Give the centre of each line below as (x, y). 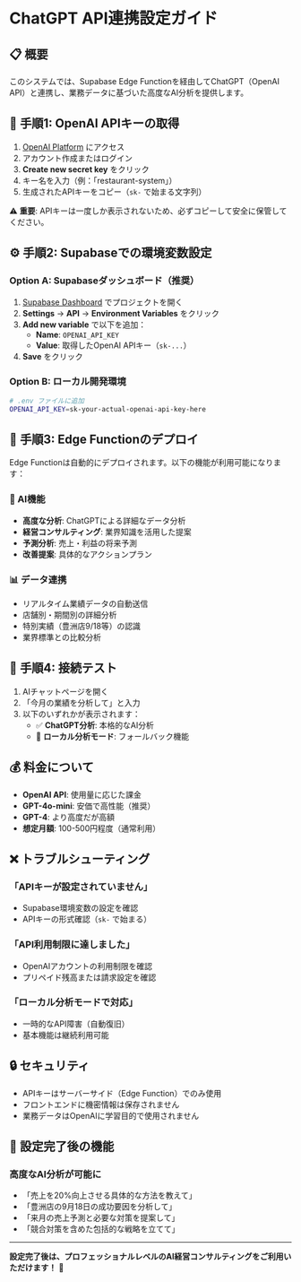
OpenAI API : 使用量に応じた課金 (82, 794)
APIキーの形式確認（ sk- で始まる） (87, 919)
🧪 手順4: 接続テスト (63, 668)
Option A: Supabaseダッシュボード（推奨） (104, 281)
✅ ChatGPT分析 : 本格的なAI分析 (95, 725)
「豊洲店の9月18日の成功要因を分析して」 (99, 1207)
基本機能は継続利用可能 (65, 1035)
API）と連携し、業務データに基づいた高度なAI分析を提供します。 (129, 92)
